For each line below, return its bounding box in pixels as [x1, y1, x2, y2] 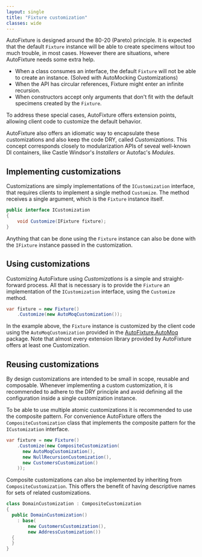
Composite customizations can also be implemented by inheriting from [6, 476, 182, 484]
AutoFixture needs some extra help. [6, 56, 95, 64]
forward [6, 281, 26, 288]
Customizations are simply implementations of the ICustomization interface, [6, 183, 195, 190]
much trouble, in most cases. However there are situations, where [6, 50, 170, 57]
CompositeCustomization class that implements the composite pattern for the [6, 419, 196, 426]
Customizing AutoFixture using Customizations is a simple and [6, 275, 162, 282]
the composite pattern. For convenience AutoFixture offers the [6, 412, 162, 420]
